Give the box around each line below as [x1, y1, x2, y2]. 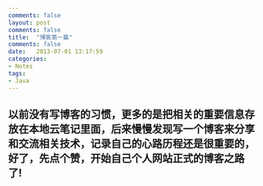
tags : [8, 70, 26, 77]
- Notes [8, 63, 34, 70]
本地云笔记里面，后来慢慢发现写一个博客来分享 [28, 122, 255, 135]
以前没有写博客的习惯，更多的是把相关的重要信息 [8, 107, 245, 121]
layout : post [8, 19, 51, 27]
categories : [8, 55, 47, 63]
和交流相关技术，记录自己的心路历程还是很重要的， [8, 137, 255, 150]
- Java [8, 77, 30, 84]
